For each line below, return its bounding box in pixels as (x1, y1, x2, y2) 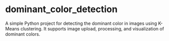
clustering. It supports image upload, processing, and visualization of (20, 25, 164, 31)
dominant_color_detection (5, 4, 118, 15)
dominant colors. (5, 31, 40, 37)
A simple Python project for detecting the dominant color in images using (5, 20, 157, 26)
